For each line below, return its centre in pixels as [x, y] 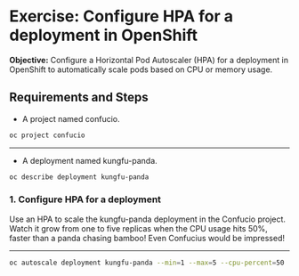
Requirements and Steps [79, 97]
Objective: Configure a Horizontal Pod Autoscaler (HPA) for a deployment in [149, 60]
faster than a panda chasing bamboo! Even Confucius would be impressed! [147, 238]
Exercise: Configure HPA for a [121, 16]
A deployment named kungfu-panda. [89, 160]
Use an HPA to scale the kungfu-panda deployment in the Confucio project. [148, 219]
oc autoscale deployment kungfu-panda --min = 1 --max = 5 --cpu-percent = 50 [147, 263]
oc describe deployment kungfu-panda [79, 177]
